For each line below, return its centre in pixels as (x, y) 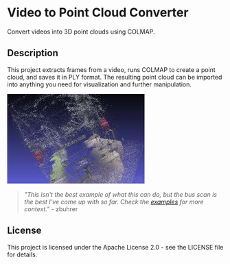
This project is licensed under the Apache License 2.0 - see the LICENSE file (115, 247)
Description (33, 53)
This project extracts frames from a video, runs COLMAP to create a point (112, 69)
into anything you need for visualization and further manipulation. (100, 84)
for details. (22, 254)
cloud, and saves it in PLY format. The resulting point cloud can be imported (115, 77)
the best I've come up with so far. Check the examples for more (114, 202)
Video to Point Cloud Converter (98, 13)
